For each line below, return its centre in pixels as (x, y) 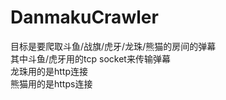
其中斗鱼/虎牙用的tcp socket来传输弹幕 (90, 58)
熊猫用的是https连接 (51, 83)
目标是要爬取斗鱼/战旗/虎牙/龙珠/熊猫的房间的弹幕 (113, 46)
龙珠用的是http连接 (49, 71)
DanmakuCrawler (84, 17)
